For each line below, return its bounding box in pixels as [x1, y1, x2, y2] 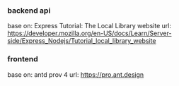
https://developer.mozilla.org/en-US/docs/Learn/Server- [7, 29, 172, 37]
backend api [7, 6, 51, 16]
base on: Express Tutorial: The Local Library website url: [7, 22, 172, 30]
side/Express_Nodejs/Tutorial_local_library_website [7, 37, 157, 45]
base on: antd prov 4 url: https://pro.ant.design [7, 70, 144, 79]
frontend [7, 54, 39, 64]
